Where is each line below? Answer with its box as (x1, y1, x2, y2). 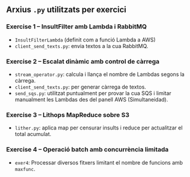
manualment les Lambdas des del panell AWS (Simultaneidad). (14, 96, 168, 103)
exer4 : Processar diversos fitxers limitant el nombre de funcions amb (14, 159, 183, 166)
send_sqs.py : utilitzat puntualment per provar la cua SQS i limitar (14, 89, 172, 97)
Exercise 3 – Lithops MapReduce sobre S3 (6, 110, 129, 119)
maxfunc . (14, 165, 36, 172)
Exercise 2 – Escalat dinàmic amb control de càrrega (6, 57, 160, 65)
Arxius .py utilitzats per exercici (6, 5, 126, 15)
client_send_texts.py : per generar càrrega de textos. (14, 83, 147, 90)
